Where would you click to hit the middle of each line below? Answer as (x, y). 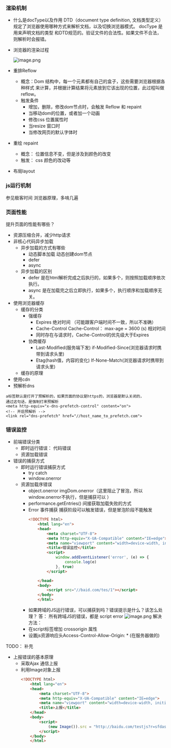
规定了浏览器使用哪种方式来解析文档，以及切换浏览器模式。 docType (85, 26)
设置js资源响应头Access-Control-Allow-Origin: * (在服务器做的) (94, 636)
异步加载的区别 (36, 271)
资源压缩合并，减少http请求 (42, 235)
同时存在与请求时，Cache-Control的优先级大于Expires (92, 335)
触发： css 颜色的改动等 (46, 160)
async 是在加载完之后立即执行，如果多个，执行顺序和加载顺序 (93, 290)
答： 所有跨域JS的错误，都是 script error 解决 (100, 616)
